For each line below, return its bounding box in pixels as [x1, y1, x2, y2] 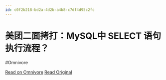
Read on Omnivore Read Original [5, 69, 72, 75]
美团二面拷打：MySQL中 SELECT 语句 [5, 30, 161, 41]
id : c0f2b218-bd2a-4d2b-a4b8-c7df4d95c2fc [5, 7, 95, 12]
